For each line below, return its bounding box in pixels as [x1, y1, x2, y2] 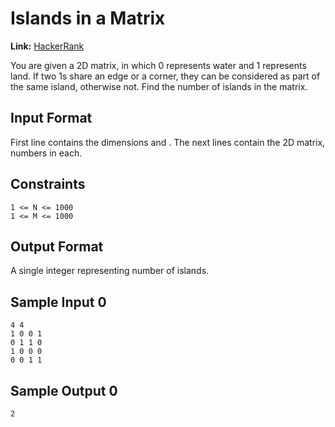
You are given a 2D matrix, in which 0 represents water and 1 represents [10, 59, 307, 71]
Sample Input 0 [10, 293, 107, 311]
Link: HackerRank [10, 40, 85, 52]
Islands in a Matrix [10, 7, 166, 30]
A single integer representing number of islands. [10, 265, 210, 277]
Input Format [10, 110, 93, 127]
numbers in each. [10, 147, 83, 159]
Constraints [10, 176, 86, 193]
